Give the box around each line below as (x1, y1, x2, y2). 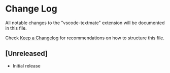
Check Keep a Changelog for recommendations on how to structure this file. (5, 35, 165, 41)
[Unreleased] (5, 49, 48, 58)
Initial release (12, 62, 41, 68)
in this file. (5, 25, 27, 31)
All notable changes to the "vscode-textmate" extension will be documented (5, 20, 165, 26)
